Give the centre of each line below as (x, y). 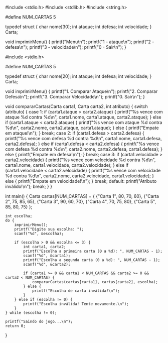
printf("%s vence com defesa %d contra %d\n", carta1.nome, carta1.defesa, (83, 138)
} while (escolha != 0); (31, 313)
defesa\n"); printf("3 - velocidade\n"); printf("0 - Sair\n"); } (66, 47)
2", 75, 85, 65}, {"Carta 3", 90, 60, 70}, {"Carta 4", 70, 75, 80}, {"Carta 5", (81, 201)
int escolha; (19, 216)
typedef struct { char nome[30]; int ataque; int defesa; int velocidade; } (78, 27)
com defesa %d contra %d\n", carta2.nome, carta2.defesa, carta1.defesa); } (84, 149)
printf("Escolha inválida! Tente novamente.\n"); (76, 304)
